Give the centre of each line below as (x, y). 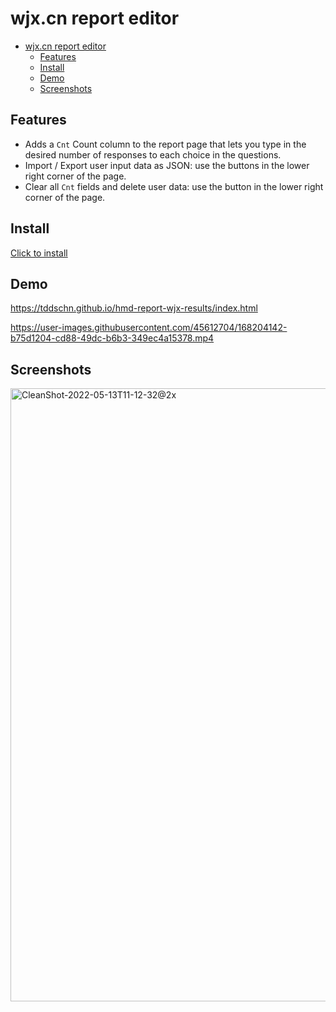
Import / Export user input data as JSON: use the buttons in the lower (167, 165)
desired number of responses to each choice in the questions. (153, 154)
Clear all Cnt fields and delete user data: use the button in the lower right (174, 186)
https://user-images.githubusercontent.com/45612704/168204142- (149, 328)
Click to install (39, 253)
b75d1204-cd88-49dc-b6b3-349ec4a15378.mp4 (112, 338)
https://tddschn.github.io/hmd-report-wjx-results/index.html (134, 308)
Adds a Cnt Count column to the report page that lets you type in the (165, 144)
